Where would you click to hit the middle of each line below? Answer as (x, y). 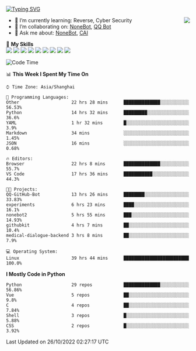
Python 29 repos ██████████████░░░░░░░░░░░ (98, 285)
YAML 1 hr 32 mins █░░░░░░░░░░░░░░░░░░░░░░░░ (98, 123)
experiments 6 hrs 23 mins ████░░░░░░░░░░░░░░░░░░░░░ (98, 205)
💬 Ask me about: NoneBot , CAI (51, 33)
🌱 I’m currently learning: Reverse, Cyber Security (73, 20)
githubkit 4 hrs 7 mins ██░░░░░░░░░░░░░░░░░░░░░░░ (98, 225)
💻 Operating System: (32, 252)
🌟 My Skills (20, 44)
